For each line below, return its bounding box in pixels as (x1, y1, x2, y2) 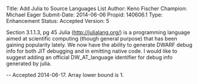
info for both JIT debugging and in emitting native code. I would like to (6, 48, 178, 55)
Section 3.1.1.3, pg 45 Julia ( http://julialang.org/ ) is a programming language (6, 29, 191, 36)
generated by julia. (6, 60, 52, 67)
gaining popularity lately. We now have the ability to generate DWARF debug (6, 41, 193, 48)
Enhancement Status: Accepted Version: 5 (6, 18, 110, 24)
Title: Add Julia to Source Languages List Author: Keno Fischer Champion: (6, 5, 187, 12)
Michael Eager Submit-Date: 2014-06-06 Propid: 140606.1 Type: (6, 11, 163, 18)
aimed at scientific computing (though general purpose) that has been (6, 35, 178, 42)
